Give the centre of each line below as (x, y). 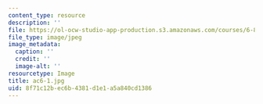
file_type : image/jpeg (45, 37)
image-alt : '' (38, 66)
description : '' (34, 23)
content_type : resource (47, 15)
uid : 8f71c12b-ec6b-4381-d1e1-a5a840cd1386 (80, 88)
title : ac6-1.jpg (36, 81)
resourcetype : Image (42, 74)
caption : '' (35, 52)
